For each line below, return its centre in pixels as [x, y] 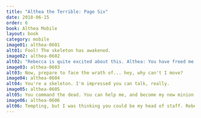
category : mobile [28, 39]
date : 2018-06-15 [28, 17]
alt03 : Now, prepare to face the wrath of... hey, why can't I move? [95, 73]
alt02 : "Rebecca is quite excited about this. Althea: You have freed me [100, 61]
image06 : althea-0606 [33, 100]
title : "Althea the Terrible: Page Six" [57, 12]
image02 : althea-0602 [33, 56]
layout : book [22, 34]
